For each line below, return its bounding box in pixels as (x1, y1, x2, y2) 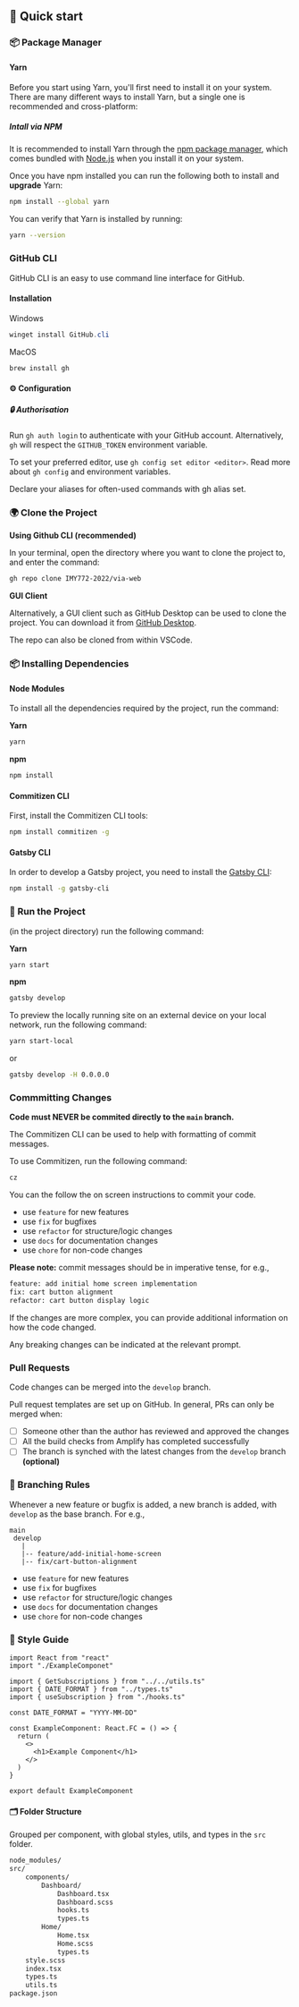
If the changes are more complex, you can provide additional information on (9, 1312, 288, 1322)
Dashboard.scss (56, 1898, 114, 1907)
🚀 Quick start (9, 9, 83, 24)
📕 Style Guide (9, 1633, 70, 1646)
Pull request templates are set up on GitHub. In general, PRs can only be (9, 1399, 275, 1410)
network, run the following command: (9, 1019, 147, 1030)
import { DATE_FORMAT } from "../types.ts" (9, 1684, 174, 1694)
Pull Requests (9, 1361, 71, 1373)
